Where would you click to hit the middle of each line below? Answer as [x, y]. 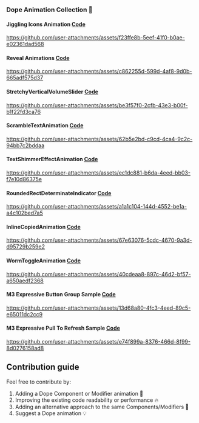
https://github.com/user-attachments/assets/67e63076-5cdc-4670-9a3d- [99, 240]
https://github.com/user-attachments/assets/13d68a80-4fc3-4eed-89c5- [99, 308]
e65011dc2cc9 [25, 314]
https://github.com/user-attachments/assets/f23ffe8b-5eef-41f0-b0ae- [96, 38]
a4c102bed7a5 [25, 213]
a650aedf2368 [25, 281]
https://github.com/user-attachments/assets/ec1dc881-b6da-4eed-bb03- [99, 173]
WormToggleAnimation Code [43, 261]
